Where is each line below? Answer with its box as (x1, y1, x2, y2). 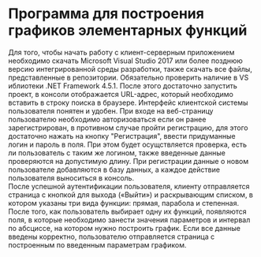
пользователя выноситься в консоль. (8, 173, 135, 182)
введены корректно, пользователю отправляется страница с (8, 232, 215, 241)
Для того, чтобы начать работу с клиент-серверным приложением (8, 47, 235, 57)
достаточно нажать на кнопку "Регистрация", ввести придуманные (8, 131, 237, 140)
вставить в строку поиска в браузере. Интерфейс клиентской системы (8, 98, 248, 107)
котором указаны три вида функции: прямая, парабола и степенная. (8, 198, 239, 207)
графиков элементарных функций (8, 21, 248, 39)
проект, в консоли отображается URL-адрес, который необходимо (8, 89, 234, 99)
